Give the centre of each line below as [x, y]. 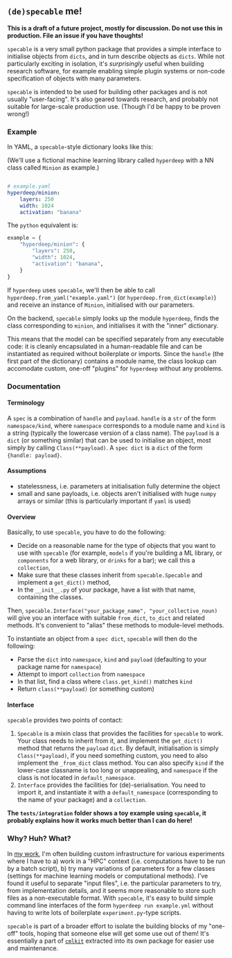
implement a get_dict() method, [64, 583]
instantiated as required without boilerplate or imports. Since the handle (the [116, 353]
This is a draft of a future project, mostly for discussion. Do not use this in [115, 28]
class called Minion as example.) [53, 168]
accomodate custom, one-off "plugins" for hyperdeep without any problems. [115, 368]
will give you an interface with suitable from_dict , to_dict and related [106, 618]
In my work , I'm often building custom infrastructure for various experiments [116, 853]
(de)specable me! [45, 11]
